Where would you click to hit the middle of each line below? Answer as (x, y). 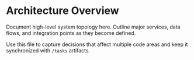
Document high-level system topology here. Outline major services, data (93, 27)
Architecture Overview (63, 11)
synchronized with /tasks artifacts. (48, 50)
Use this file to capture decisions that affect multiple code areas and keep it (97, 44)
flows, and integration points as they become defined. (71, 33)
